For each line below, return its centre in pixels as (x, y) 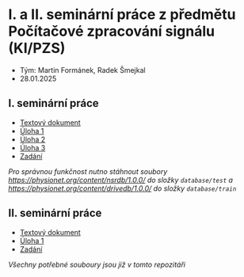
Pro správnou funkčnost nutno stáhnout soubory (88, 171)
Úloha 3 (32, 147)
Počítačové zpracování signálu (112, 31)
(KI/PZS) (37, 48)
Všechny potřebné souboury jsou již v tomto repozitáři (97, 264)
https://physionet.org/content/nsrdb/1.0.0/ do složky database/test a (121, 180)
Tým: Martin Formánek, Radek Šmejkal (82, 70)
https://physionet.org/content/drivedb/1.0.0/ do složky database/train (122, 188)
